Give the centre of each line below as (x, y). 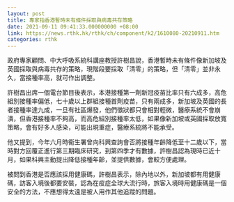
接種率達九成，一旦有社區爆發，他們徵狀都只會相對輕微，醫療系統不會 (114, 110)
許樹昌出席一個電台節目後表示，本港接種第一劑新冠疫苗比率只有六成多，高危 (117, 93)
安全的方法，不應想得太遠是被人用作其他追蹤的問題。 (84, 192)
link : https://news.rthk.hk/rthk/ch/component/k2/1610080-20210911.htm (113, 33)
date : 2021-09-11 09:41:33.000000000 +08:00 (73, 26)
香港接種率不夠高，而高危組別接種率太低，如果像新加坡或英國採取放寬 (126, 118)
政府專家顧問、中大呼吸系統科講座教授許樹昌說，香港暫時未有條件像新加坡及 (117, 61)
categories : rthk (32, 40)
